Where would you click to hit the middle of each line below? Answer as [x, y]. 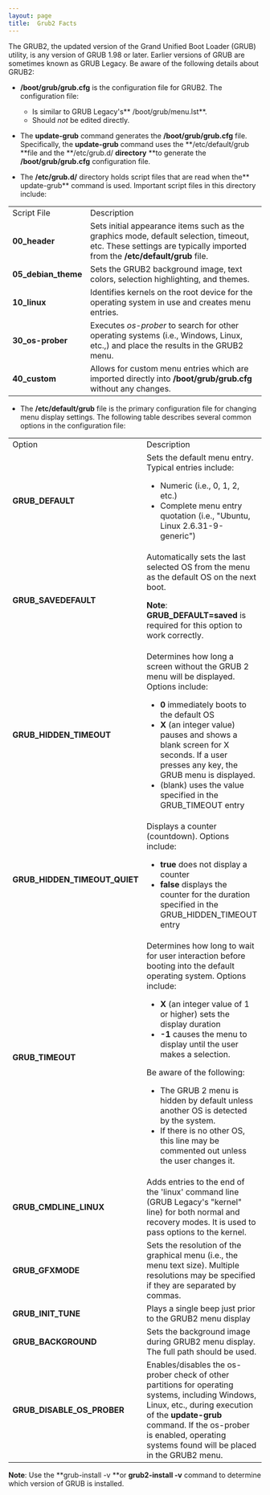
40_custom [34, 379]
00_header [33, 240]
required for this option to [194, 625]
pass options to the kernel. [196, 1232]
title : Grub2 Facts [43, 23]
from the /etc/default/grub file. [149, 256]
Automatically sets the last [196, 557]
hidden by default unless [207, 1100]
